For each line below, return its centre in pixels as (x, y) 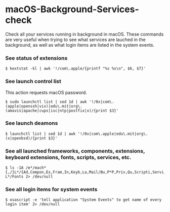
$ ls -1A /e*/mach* (26, 168)
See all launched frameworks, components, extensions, (75, 151)
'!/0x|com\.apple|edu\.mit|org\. (113, 134)
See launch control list (33, 81)
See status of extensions (36, 58)
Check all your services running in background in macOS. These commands (84, 34)
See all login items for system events (51, 190)
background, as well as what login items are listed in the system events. (80, 45)
